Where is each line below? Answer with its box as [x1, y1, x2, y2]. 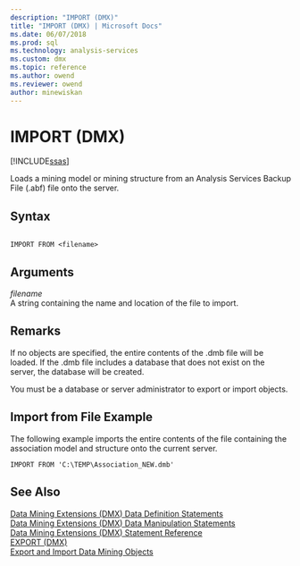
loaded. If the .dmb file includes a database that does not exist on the [10, 357, 265, 367]
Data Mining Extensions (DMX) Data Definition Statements [10, 508, 224, 519]
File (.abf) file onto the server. [10, 182, 120, 193]
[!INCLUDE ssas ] [10, 156, 70, 166]
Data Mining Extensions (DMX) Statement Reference [10, 527, 204, 537]
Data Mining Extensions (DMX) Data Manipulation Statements [10, 518, 236, 528]
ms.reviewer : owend [10, 80, 83, 89]
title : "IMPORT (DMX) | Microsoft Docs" [10, 21, 163, 30]
